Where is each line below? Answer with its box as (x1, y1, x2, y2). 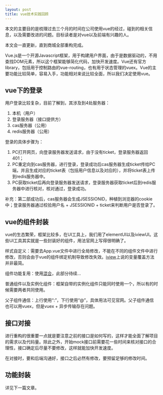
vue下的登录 (5, 86, 43, 94)
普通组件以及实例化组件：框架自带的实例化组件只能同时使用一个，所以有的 (5, 281, 154, 287)
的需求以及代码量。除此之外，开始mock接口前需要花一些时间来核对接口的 (5, 339, 152, 344)
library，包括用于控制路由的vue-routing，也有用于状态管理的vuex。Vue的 (5, 64, 152, 71)
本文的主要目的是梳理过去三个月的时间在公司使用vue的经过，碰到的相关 (5, 25, 149, 32)
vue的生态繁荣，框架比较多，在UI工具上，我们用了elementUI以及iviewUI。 (5, 232, 154, 237)
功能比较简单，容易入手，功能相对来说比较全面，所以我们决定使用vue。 (9, 71, 153, 76)
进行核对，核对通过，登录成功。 (25, 186, 89, 192)
